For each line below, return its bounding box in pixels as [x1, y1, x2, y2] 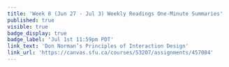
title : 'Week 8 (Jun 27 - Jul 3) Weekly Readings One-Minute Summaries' [7, 10, 223, 17]
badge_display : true [7, 29, 68, 37]
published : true [7, 17, 54, 24]
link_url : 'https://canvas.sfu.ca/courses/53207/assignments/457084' [7, 50, 214, 57]
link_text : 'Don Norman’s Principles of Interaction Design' [7, 43, 189, 50]
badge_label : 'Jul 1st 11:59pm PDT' [7, 36, 114, 43]
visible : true [7, 23, 49, 30]
